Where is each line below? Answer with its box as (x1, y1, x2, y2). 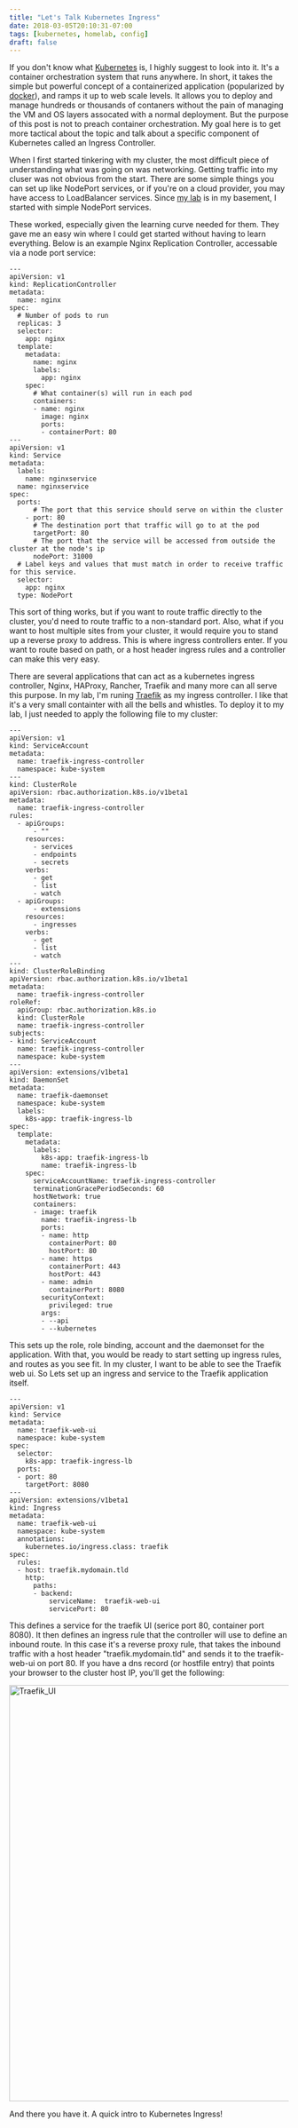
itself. (9, 1378, 29, 1388)
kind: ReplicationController (9, 281, 117, 290)
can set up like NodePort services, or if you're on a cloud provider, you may (9, 183, 286, 194)
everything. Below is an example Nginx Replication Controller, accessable (9, 238, 278, 249)
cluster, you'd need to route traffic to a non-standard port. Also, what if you (9, 616, 284, 627)
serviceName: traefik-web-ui (48, 1597, 161, 1606)
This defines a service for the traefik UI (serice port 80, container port (9, 1620, 264, 1631)
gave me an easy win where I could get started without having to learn (9, 228, 266, 240)
